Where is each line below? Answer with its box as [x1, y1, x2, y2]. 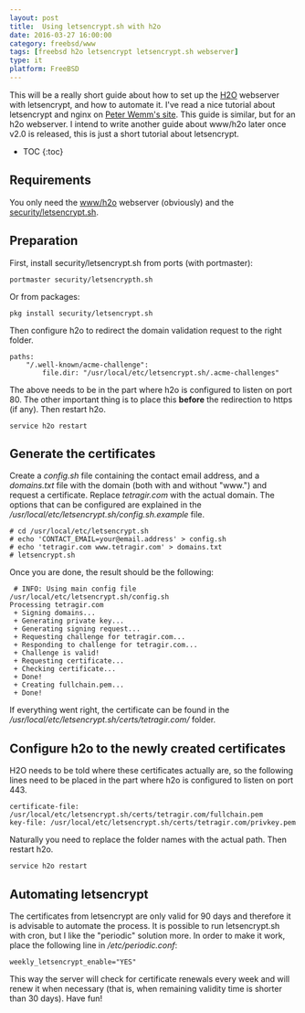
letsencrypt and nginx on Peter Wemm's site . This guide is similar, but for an [9, 109, 296, 120]
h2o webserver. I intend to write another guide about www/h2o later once [9, 118, 287, 129]
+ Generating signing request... [13, 624, 142, 634]
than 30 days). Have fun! [9, 993, 103, 1004]
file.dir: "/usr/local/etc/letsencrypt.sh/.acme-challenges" [42, 368, 280, 378]
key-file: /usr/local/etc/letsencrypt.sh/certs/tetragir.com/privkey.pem [9, 818, 297, 827]
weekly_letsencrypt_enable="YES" [9, 957, 137, 966]
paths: [9, 352, 35, 361]
